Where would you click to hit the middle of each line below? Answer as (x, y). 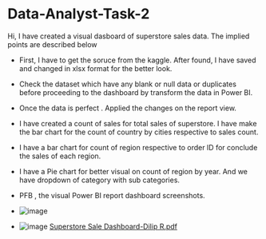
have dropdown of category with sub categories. (99, 180)
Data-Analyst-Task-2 (79, 14)
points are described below (52, 44)
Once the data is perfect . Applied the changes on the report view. (128, 108)
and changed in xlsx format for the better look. (95, 68)
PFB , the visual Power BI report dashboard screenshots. (112, 195)
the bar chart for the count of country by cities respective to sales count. (139, 132)
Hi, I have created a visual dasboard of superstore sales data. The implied (129, 36)
